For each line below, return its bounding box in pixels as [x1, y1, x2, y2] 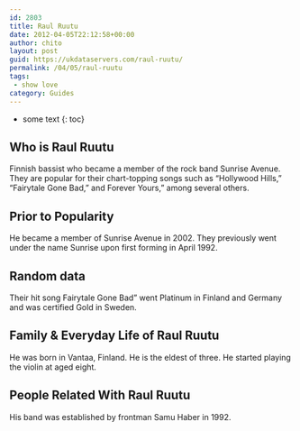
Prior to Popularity [9, 208, 114, 224]
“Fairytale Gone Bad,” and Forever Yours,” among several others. [9, 182, 250, 194]
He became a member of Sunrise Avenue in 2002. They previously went [9, 233, 277, 243]
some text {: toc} [22, 114, 86, 124]
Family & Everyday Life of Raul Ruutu [9, 328, 220, 344]
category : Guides [9, 88, 75, 97]
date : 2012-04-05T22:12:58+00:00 [9, 30, 135, 39]
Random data [9, 268, 86, 284]
